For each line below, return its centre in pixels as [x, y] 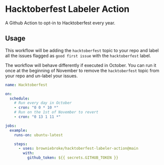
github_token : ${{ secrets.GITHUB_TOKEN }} [73, 158]
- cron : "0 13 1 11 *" [37, 117]
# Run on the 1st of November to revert [56, 112]
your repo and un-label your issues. [42, 76]
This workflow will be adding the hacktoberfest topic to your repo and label [82, 50]
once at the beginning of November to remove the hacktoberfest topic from [82, 70]
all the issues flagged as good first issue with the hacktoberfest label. [78, 55]
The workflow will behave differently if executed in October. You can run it [81, 65]
